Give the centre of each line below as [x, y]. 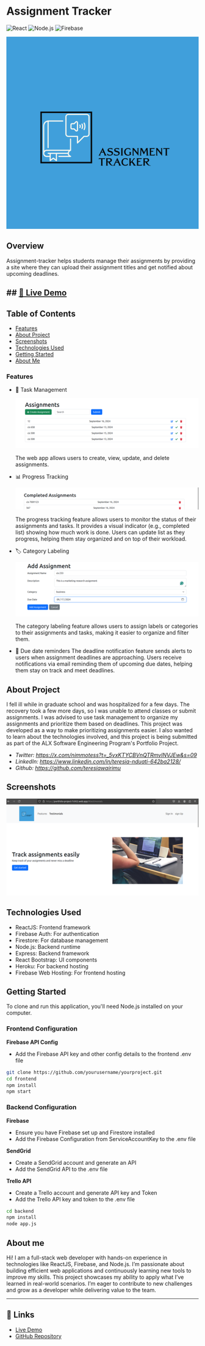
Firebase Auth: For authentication [57, 934]
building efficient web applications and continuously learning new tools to [99, 1270]
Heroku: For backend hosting [52, 966]
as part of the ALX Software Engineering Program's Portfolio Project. [92, 743]
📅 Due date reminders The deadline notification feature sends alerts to [103, 651]
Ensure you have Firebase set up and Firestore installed [85, 1132]
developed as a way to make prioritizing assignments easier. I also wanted [100, 730]
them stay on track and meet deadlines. [65, 671]
